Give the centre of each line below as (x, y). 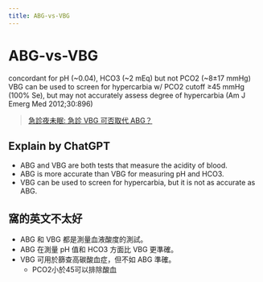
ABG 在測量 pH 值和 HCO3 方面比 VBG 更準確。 (99, 250)
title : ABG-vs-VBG (39, 16)
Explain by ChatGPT (60, 146)
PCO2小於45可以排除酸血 (74, 270)
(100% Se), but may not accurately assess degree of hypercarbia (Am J (127, 95)
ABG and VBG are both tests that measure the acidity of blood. (123, 165)
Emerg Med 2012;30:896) (51, 104)
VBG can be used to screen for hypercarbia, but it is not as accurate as (138, 183)
